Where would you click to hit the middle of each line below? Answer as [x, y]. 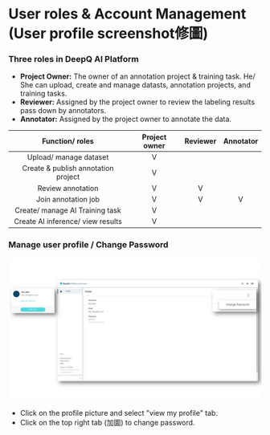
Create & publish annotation [68, 169]
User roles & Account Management [127, 14]
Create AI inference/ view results [68, 222]
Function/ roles [68, 141]
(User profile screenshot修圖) [108, 34]
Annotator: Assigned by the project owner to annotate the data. [125, 119]
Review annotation [68, 188]
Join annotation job [68, 199]
